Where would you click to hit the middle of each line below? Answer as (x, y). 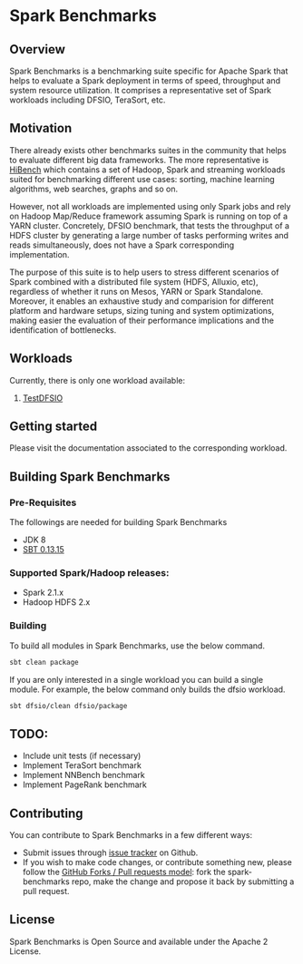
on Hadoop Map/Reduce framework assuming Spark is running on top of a (149, 216)
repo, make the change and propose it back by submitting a (183, 881)
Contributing (46, 813)
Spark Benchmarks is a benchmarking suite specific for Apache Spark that (149, 71)
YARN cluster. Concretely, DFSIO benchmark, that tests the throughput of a (150, 225)
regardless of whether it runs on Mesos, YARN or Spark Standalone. (137, 291)
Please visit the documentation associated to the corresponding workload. (148, 448)
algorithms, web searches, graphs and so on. (94, 189)
